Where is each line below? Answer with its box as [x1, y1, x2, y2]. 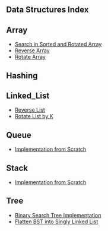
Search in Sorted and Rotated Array [14, 41, 102, 48]
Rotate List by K [14, 113, 53, 120]
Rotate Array [14, 53, 46, 61]
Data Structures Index [6, 5, 89, 15]
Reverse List [14, 106, 46, 113]
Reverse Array [14, 47, 50, 54]
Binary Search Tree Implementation [14, 211, 101, 219]
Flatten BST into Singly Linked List [14, 218, 99, 225]
